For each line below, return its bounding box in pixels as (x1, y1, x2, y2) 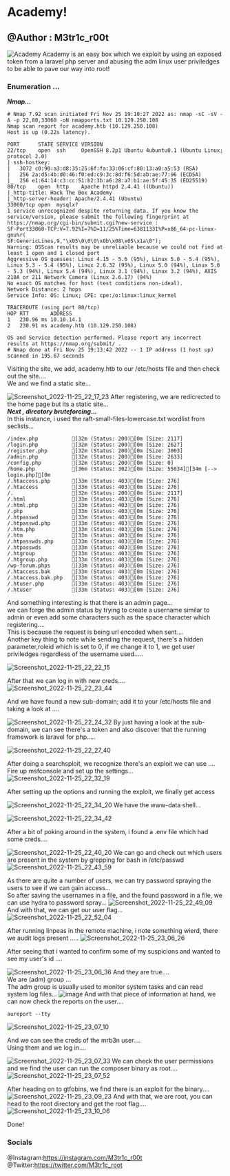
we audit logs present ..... (7, 934, 79, 943)
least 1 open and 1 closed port (7, 250, 100, 257)
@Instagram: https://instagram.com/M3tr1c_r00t (7, 1153, 143, 1161)
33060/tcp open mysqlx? (7, 202, 79, 209)
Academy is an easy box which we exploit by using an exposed (42, 50, 222, 58)
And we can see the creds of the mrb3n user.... (7, 1037, 141, 1045)
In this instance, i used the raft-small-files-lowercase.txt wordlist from (7, 415, 205, 423)
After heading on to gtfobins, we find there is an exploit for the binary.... (7, 1085, 210, 1093)
